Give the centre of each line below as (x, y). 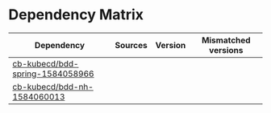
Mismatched (226, 40)
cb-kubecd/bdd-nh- (53, 87)
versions (226, 50)
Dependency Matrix (76, 15)
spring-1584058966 (53, 74)
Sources (131, 45)
